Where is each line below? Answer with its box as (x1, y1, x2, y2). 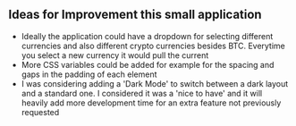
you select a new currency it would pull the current (21, 49, 209, 61)
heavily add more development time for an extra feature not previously (21, 97, 282, 108)
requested (21, 106, 60, 117)
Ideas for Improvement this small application (8, 7, 262, 22)
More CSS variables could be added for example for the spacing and (21, 59, 275, 70)
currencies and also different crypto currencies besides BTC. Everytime (21, 40, 285, 51)
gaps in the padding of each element (21, 69, 157, 80)
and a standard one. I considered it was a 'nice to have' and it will (21, 88, 263, 98)
